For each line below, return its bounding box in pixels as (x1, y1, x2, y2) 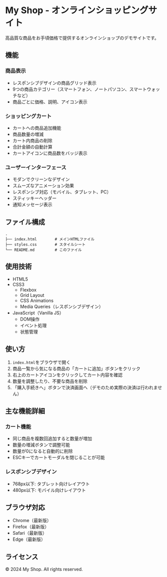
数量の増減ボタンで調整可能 (12, 442, 70, 448)
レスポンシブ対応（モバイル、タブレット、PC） (12, 189, 112, 195)
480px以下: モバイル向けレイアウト (12, 487, 87, 493)
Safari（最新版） (12, 530, 47, 536)
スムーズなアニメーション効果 (12, 182, 74, 189)
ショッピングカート (5, 112, 52, 119)
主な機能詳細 (5, 407, 45, 416)
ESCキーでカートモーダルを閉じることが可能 (12, 455, 105, 461)
